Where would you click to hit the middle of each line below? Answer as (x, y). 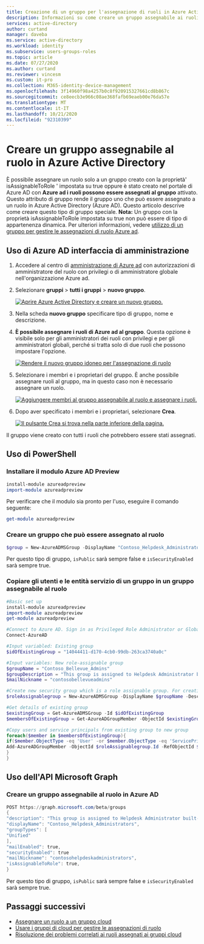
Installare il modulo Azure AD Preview (63, 472)
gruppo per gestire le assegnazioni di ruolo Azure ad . (73, 232)
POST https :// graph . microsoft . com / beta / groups (66, 807)
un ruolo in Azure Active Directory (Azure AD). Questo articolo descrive (95, 205)
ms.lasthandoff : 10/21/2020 (42, 114)
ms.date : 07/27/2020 (32, 63)
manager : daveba (27, 35)
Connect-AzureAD (27, 635)
